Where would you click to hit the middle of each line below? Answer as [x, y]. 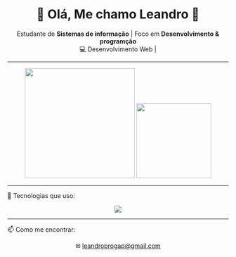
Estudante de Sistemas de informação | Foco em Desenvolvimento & [118, 34]
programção [118, 41]
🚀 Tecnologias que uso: [41, 195]
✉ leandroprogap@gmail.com [118, 246]
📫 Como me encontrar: [41, 229]
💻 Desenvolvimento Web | [118, 49]
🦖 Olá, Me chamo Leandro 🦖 [118, 14]
